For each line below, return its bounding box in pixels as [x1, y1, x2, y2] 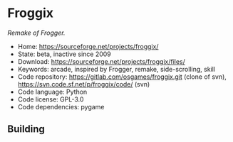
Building [7, 123, 45, 136]
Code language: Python [17, 87, 88, 96]
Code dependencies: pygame [17, 102, 105, 111]
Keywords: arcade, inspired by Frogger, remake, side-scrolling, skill [17, 65, 216, 73]
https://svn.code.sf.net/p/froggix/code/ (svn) [17, 80, 150, 88]
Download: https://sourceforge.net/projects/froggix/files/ [17, 57, 185, 65]
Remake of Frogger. [7, 28, 66, 37]
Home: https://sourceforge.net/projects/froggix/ [17, 42, 159, 50]
